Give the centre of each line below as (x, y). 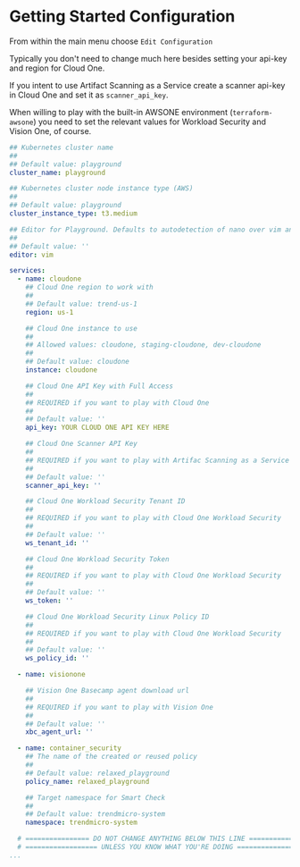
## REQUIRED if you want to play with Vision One (120, 707)
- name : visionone (52, 675)
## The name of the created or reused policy (112, 757)
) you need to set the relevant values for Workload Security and (149, 122)
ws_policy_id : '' (58, 659)
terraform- (253, 113)
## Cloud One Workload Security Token (97, 559)
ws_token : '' (50, 601)
